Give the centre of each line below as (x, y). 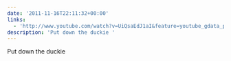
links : (16, 20)
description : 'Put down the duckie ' (61, 32)
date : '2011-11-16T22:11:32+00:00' (58, 13)
